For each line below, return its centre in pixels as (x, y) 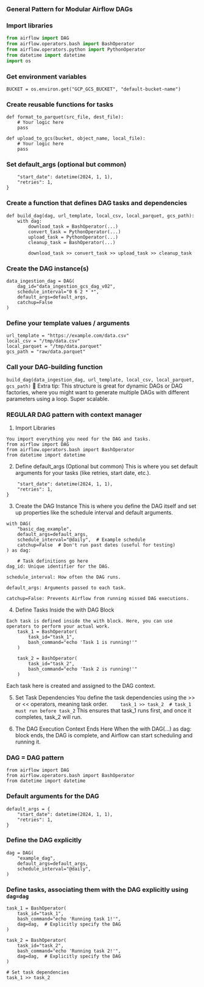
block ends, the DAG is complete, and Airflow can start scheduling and (104, 735)
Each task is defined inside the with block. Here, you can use (90, 621)
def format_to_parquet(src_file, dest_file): (65, 117)
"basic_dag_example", (44, 529)
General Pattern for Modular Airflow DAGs (69, 9)
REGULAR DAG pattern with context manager (74, 414)
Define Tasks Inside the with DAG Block (65, 610)
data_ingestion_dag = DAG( (40, 281)
